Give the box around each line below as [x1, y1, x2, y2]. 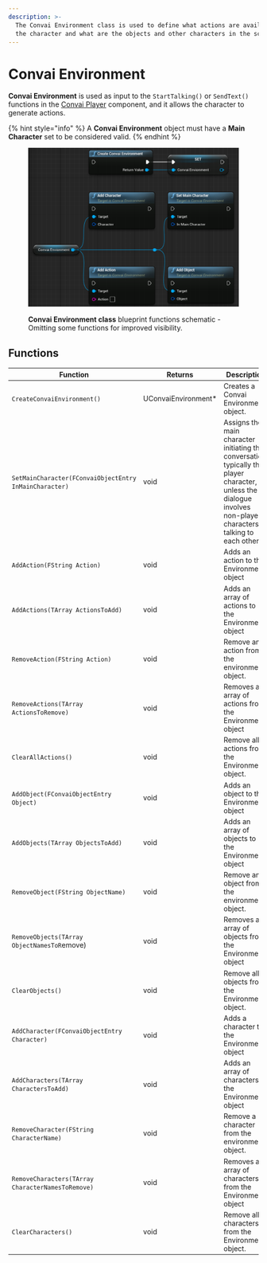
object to [223, 788, 253, 798]
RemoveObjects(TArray [11, 933, 83, 941]
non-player [223, 510, 261, 521]
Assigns [223, 418, 250, 428]
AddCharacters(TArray [11, 1077, 83, 1085]
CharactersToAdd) [11, 1085, 69, 1093]
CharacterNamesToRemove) [11, 1183, 94, 1191]
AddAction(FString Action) [11, 561, 101, 569]
